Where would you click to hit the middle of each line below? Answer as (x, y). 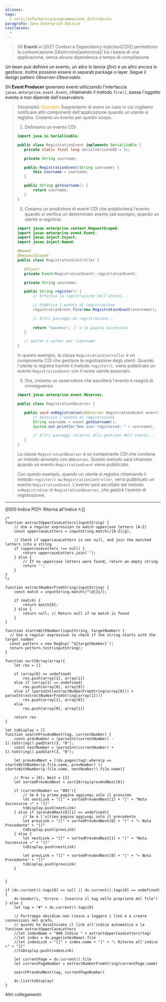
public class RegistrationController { (58, 260)
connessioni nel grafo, (30, 920)
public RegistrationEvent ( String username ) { (72, 167)
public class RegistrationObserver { (56, 404)
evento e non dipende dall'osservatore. (45, 97)
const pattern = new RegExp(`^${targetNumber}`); (62, 644)
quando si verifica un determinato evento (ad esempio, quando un (92, 214)
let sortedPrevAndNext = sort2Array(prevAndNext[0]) (69, 782)
